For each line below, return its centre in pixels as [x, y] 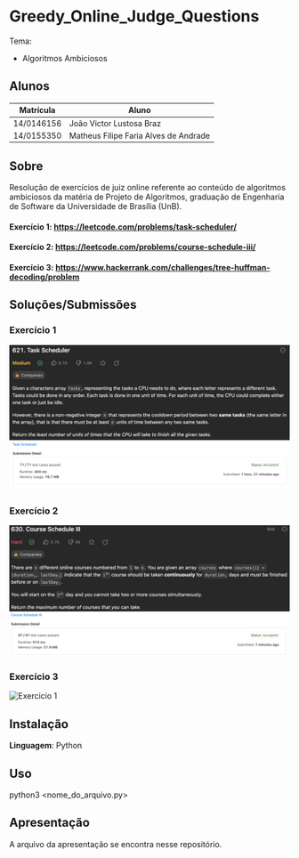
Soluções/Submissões [73, 305]
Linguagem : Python [46, 746]
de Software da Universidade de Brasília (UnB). [96, 206]
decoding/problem [44, 277]
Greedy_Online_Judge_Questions [134, 16]
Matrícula [37, 110]
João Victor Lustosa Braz [115, 123]
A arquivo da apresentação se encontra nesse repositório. [116, 844]
